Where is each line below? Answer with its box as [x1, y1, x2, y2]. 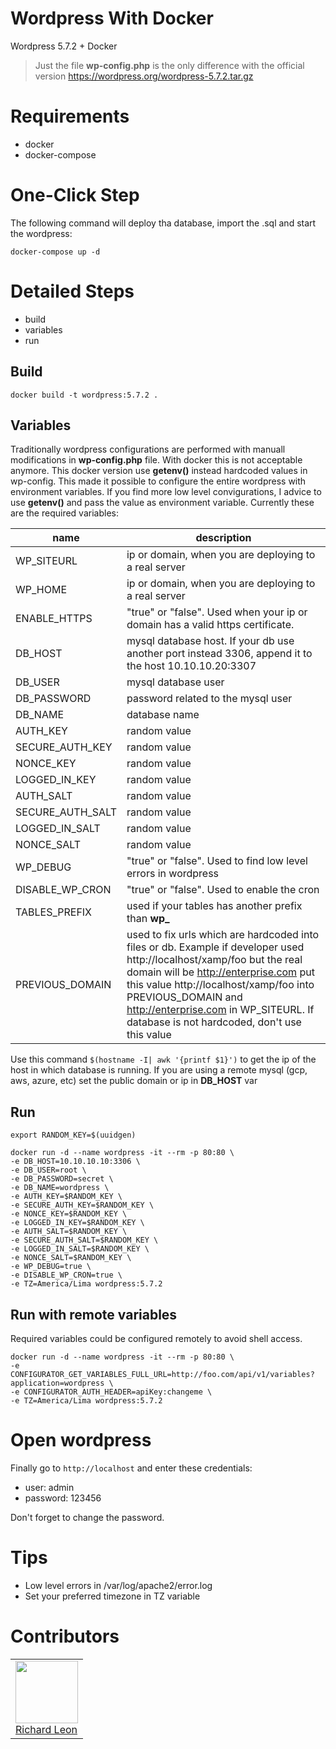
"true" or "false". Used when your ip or [126, 605, 308, 619]
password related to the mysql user [126, 692, 293, 706]
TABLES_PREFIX [15, 905, 93, 919]
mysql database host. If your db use [126, 634, 295, 648]
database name [126, 708, 200, 722]
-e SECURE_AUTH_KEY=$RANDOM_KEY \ [10, 1200, 155, 1211]
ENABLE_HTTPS [15, 612, 93, 626]
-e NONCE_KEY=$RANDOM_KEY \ [10, 1209, 128, 1219]
